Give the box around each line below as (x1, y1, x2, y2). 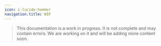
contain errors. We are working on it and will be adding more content (16, 30, 155, 36)
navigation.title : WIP (4, 12, 51, 17)
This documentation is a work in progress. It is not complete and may (16, 25, 156, 31)
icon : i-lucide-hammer (4, 7, 51, 12)
